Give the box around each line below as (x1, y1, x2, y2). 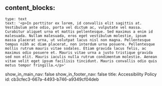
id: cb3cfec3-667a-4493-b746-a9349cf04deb (5, 76, 99, 82)
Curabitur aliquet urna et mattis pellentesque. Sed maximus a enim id (5, 29, 153, 34)
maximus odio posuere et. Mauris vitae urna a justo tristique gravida (5, 50, 153, 55)
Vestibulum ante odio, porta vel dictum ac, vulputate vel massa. (5, 25, 142, 30)
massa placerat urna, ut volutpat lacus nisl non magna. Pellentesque (5, 37, 151, 42)
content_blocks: (5, 4, 55, 12)
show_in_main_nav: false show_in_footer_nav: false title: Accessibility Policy (5, 71, 157, 77)
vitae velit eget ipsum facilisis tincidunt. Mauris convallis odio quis (5, 59, 158, 63)
